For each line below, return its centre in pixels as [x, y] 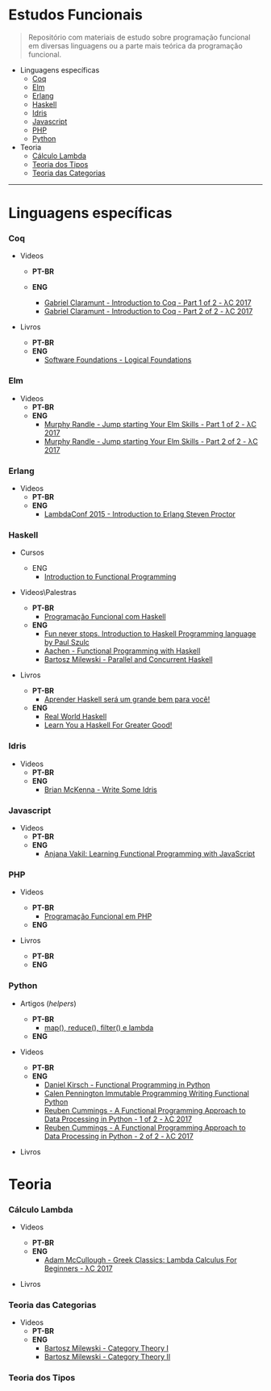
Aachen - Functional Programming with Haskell [122, 651]
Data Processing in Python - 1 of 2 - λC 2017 [118, 1119]
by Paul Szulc [67, 643]
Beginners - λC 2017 [78, 1268]
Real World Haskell [75, 717]
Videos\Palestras [48, 593]
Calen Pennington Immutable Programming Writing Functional [147, 1093]
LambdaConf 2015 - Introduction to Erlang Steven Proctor [140, 514]
